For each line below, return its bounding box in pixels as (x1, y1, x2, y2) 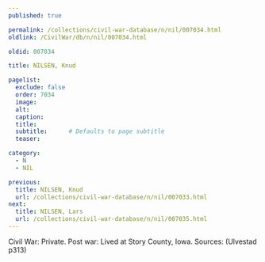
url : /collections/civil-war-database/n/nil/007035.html (15, 215, 208, 223)
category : (8, 150, 41, 158)
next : (8, 200, 26, 208)
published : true (8, 11, 62, 20)
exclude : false (15, 84, 66, 92)
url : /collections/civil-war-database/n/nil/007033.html (15, 193, 208, 201)
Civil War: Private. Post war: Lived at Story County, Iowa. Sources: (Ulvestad (8, 237, 258, 246)
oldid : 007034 (8, 47, 56, 55)
